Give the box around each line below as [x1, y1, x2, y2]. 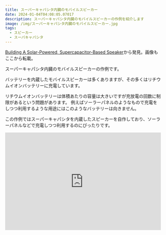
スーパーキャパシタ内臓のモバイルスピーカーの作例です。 [5, 65, 122, 72]
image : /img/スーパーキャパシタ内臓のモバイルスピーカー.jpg [5, 21, 118, 26]
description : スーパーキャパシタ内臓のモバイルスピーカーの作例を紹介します [5, 16, 144, 21]
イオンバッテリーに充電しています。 [9, 82, 83, 88]
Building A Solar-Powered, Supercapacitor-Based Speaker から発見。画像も [5, 49, 159, 55]
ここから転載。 [5, 55, 36, 61]
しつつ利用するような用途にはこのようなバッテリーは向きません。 [5, 105, 139, 112]
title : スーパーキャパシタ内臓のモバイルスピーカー [5, 7, 98, 12]
